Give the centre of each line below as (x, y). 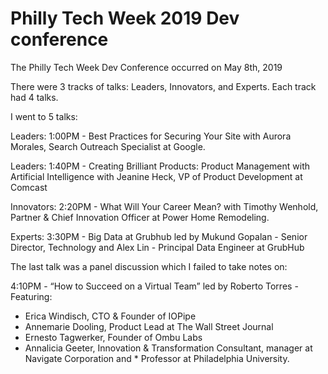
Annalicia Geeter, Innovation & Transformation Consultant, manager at (168, 348)
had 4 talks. (34, 97)
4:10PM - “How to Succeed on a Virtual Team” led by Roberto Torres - (154, 286)
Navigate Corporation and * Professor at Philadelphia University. (157, 358)
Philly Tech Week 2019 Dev (125, 18)
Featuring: (31, 296)
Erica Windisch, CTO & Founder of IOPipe (110, 316)
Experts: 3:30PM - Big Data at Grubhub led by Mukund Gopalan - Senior (159, 236)
